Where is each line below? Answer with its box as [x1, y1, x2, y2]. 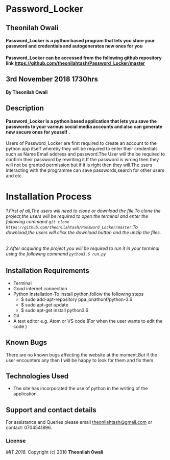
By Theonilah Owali [6, 89, 48, 95]
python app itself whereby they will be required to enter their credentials [6, 146, 158, 152]
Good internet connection [13, 285, 67, 291]
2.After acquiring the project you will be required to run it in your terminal [6, 245, 160, 251]
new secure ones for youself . [6, 129, 70, 135]
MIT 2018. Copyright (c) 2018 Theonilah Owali [6, 449, 104, 455]
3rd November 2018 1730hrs [6, 75, 99, 84]
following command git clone [6, 219, 69, 225]
